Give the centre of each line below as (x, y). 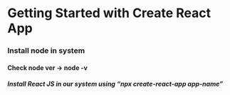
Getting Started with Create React (109, 13)
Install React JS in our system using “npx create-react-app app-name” (115, 84)
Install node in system (46, 51)
